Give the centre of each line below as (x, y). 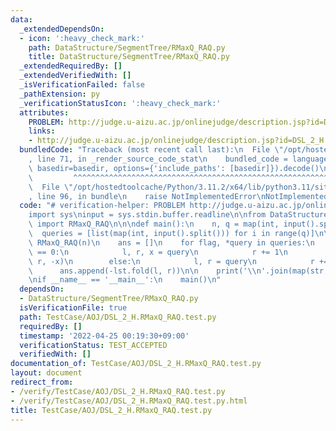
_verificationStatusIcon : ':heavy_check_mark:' (120, 103)
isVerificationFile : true (73, 308)
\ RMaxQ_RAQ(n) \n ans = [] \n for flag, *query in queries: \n (171, 242)
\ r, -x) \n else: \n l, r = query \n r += (178, 261)
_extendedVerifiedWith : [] (75, 76)
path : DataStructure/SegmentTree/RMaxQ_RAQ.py (127, 47)
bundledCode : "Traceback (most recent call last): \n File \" (151, 150)
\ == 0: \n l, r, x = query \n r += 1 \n (158, 252)
